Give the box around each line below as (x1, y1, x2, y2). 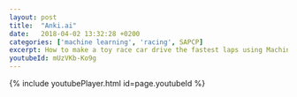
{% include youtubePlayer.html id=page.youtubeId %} (9, 78, 206, 88)
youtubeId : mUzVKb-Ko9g (9, 54, 97, 63)
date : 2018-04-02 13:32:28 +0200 (9, 29, 141, 38)
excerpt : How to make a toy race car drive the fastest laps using (9, 46, 263, 55)
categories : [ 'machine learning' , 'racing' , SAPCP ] (9, 37, 203, 47)
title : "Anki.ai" (9, 21, 77, 30)
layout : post (9, 12, 57, 22)
